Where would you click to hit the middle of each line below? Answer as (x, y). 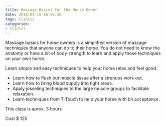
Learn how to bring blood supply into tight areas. (63, 83)
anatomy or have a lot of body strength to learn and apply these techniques (83, 53)
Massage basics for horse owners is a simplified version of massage (76, 42)
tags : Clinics (20, 19)
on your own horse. (25, 58)
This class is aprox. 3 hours (34, 109)
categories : (18, 24)
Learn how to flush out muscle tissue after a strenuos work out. (78, 78)
